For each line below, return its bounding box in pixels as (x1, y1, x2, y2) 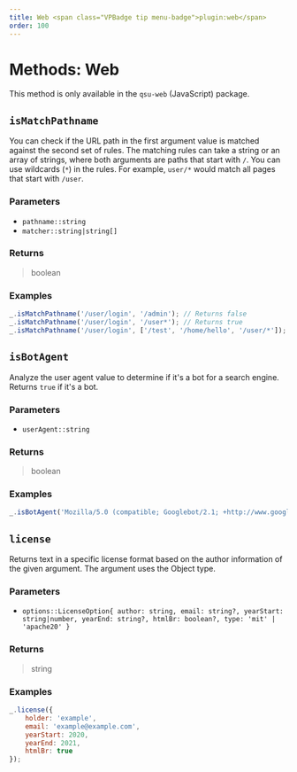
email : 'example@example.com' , (25, 721, 141, 731)
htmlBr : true (25, 746, 73, 756)
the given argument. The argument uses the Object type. (9, 564, 217, 574)
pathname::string (21, 217, 87, 226)
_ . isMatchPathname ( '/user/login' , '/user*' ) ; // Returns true (9, 318, 243, 327)
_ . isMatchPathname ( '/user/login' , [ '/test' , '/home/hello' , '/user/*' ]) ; (9, 325, 287, 335)
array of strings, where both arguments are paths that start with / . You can (9, 154, 281, 165)
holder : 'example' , (25, 714, 97, 722)
